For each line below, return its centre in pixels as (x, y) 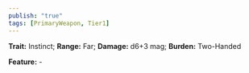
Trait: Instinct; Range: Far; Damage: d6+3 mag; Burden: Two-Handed (125, 46)
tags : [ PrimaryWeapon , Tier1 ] (59, 23)
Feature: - (25, 62)
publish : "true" (35, 16)
